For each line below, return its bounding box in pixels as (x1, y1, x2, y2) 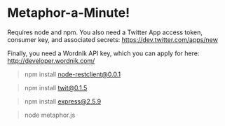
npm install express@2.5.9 (24, 97, 102, 106)
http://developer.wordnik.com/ (7, 56, 95, 64)
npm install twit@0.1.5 (24, 83, 88, 92)
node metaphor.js (24, 111, 76, 119)
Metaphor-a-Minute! (7, 5, 130, 21)
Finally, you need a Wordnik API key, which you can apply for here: (7, 49, 200, 57)
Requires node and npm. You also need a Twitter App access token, (7, 28, 203, 36)
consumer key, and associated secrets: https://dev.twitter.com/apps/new (7, 35, 219, 43)
